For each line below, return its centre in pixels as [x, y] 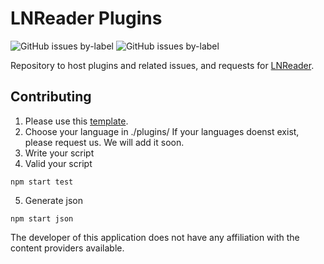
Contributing [51, 97]
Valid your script [58, 163]
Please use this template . [76, 121]
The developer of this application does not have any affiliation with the [155, 237]
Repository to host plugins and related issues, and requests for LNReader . [162, 65]
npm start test [42, 182]
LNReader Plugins [86, 18]
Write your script [59, 153]
